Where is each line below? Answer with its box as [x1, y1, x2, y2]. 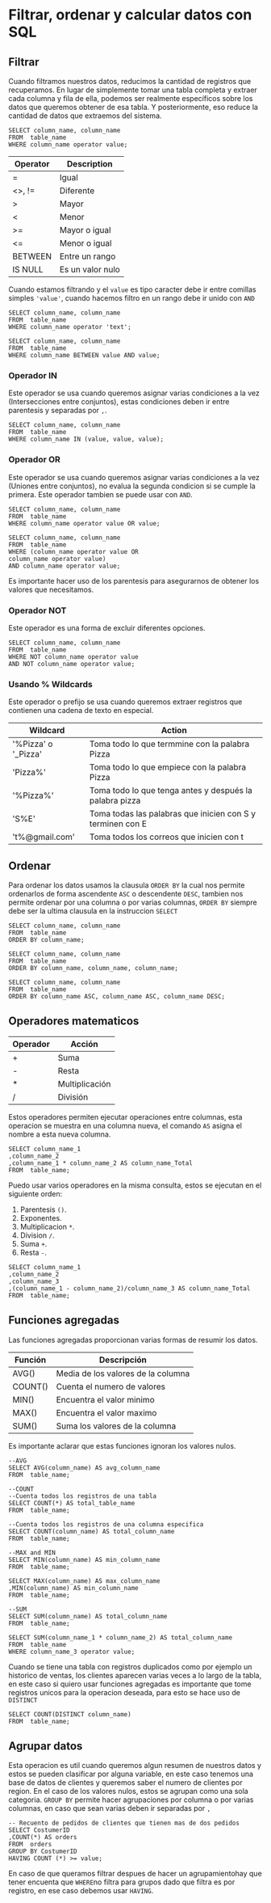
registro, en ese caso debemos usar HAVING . [8, 1886, 154, 1896]
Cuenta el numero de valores [56, 1381, 165, 1392]
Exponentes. [19, 1213, 62, 1222]
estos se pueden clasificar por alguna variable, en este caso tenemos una [8, 1769, 254, 1779]
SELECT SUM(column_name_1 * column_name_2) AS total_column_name [8, 1633, 232, 1642]
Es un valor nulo [59, 264, 121, 275]
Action [161, 725, 187, 736]
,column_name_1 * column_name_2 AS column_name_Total [8, 1158, 194, 1167]
